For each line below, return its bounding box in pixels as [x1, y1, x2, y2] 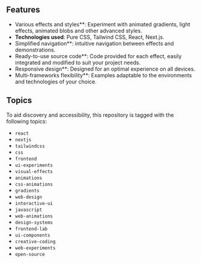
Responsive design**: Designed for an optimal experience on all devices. [14, 65, 196, 72]
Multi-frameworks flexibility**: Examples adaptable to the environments [14, 71, 192, 78]
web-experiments [14, 245, 56, 251]
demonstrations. [14, 46, 56, 53]
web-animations [14, 213, 53, 219]
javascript [14, 207, 43, 213]
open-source [14, 251, 45, 257]
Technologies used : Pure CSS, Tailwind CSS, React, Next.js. [14, 33, 165, 41]
